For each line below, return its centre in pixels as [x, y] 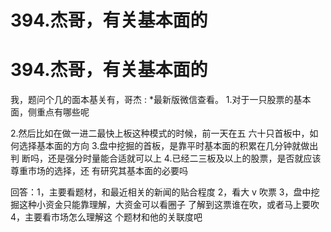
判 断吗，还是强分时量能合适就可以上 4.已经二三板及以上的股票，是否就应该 [166, 158]
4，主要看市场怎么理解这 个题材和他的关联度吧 [106, 217]
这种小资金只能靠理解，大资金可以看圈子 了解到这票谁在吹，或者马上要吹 [169, 205]
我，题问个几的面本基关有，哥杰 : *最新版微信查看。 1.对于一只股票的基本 [161, 100]
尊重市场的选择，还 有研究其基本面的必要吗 [99, 171]
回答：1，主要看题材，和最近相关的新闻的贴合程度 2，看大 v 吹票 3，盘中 [161, 192]
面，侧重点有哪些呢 [50, 112]
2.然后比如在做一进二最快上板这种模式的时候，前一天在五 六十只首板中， [160, 133]
